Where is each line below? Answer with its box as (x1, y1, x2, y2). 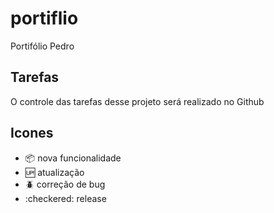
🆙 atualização (24, 166, 85, 178)
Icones (10, 125, 54, 142)
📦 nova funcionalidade (24, 152, 122, 164)
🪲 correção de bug (24, 178, 106, 190)
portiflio (10, 7, 79, 30)
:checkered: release (24, 192, 107, 204)
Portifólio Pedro (10, 40, 75, 52)
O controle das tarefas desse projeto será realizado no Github (10, 95, 265, 107)
